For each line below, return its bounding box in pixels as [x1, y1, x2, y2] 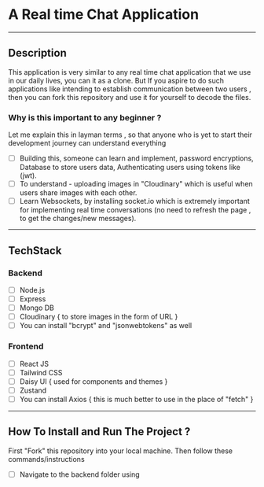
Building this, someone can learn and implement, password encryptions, [19, 153, 254, 163]
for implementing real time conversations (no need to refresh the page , [19, 205, 251, 215]
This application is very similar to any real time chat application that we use [8, 67, 251, 76]
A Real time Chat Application [8, 6, 199, 24]
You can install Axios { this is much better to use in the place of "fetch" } [19, 394, 254, 404]
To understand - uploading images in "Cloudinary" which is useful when [19, 179, 253, 189]
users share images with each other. [19, 188, 137, 197]
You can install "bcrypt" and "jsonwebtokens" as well [19, 321, 192, 330]
